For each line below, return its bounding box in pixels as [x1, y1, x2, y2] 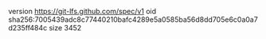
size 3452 [49, 23, 82, 32]
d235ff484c [8, 23, 48, 32]
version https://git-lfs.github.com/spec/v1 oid [8, 7, 157, 16]
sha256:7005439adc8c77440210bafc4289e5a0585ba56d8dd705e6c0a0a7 [8, 15, 259, 24]
